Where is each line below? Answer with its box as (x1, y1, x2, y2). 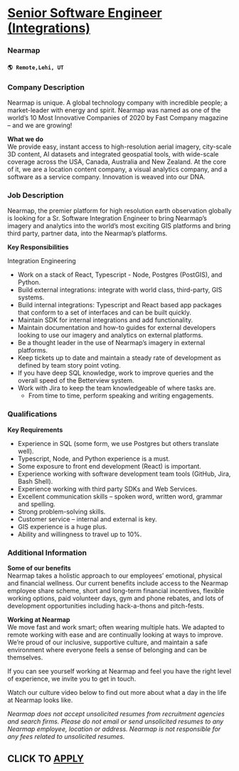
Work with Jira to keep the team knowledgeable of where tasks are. (17, 384, 216, 393)
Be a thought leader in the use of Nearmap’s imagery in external (17, 339, 206, 347)
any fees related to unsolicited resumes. (7, 732, 125, 740)
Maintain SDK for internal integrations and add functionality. (17, 316, 193, 324)
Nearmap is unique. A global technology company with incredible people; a (7, 98, 228, 107)
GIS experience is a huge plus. (17, 522, 107, 531)
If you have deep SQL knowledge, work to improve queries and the (17, 368, 214, 378)
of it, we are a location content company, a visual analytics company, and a (7, 165, 228, 174)
